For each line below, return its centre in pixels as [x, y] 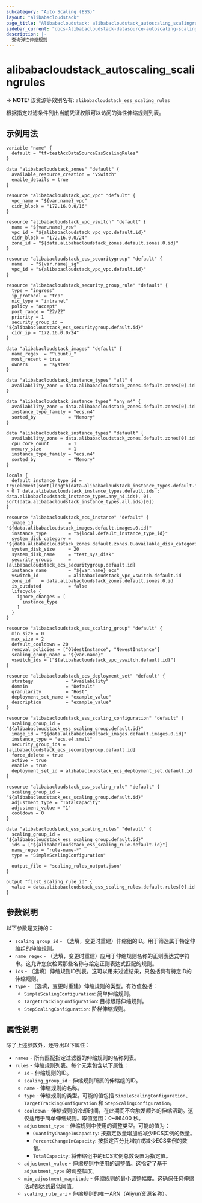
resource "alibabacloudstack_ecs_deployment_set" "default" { [86, 676]
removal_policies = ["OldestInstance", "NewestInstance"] [86, 649]
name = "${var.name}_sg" [45, 264]
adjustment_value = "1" [41, 808]
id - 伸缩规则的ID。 [48, 1073]
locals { [17, 475]
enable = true [29, 766]
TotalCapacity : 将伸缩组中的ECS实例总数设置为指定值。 [102, 1156]
